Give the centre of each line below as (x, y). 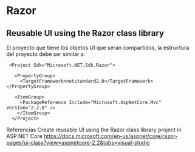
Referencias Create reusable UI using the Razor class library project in (94, 130)
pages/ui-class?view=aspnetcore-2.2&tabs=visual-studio (78, 143)
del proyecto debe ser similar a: (46, 54)
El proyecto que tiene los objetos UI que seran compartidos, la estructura (98, 47)
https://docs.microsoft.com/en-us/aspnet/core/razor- (111, 136)
